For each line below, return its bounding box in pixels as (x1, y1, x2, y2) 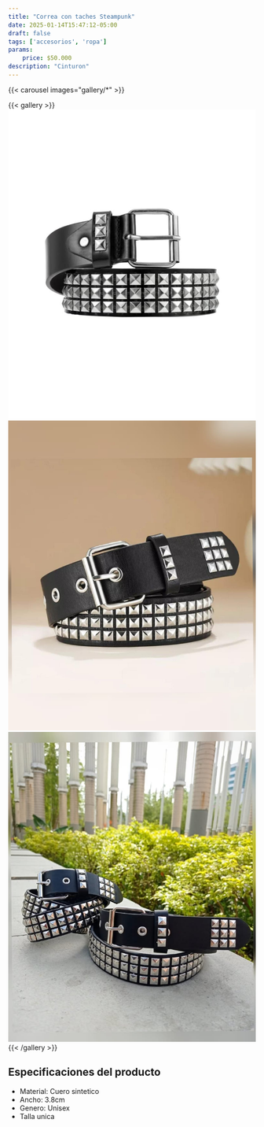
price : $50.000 (22, 54, 72, 62)
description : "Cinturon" (8, 63, 90, 71)
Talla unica (19, 1111, 55, 1121)
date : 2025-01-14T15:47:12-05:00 (8, 20, 118, 29)
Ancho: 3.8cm (19, 1095, 65, 1104)
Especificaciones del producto (8, 1066, 161, 1079)
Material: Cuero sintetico (19, 1086, 100, 1096)
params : (8, 46, 34, 54)
